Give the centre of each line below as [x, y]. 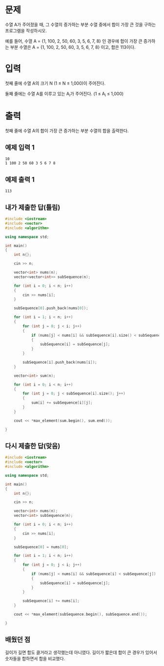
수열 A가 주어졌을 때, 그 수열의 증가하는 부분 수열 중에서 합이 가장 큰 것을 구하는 [81, 24]
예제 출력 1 [20, 179]
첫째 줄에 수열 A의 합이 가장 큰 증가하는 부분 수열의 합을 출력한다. [67, 131]
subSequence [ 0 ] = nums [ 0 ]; [41, 547]
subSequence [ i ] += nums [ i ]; [51, 601]
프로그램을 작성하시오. [26, 30]
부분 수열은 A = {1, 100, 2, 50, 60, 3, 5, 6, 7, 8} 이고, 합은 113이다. [73, 47]
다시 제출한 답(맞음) [33, 446]
